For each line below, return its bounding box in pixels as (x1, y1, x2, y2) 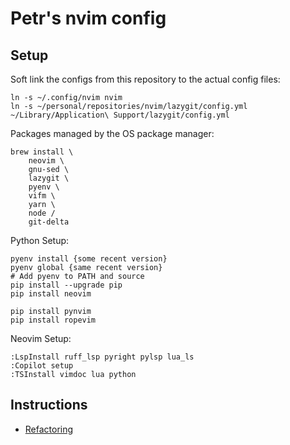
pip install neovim (10, 289, 92, 299)
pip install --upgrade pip (10, 280, 123, 290)
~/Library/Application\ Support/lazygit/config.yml (10, 110, 230, 120)
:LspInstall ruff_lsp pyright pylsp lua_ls (10, 352, 195, 362)
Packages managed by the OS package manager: (10, 128, 215, 139)
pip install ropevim (10, 315, 97, 325)
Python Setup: (10, 235, 70, 246)
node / (28, 208, 56, 218)
